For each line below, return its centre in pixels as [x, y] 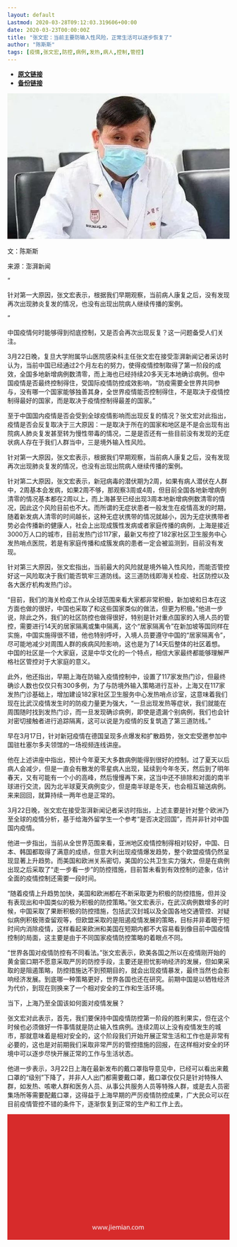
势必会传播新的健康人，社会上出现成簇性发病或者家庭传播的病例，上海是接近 [119, 525]
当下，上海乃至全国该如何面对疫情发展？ [66, 1003]
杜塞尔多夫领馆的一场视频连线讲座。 [72, 745]
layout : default [31, 15]
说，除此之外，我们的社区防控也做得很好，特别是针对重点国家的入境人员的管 [119, 617]
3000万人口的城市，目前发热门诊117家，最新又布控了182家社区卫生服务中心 [117, 534]
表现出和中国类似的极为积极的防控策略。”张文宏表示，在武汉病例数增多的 [118, 902]
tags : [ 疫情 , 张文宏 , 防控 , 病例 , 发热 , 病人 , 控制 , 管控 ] [76, 52]
